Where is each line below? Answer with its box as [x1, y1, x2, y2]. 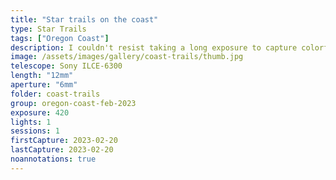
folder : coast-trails [10, 89, 101, 99]
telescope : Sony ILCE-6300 [10, 61, 123, 71]
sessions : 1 [10, 126, 60, 136]
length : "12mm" [10, 71, 74, 81]
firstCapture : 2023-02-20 [10, 136, 118, 146]
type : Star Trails [10, 24, 87, 34]
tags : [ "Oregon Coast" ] [10, 33, 110, 43]
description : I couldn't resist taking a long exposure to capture [10, 42, 298, 53]
